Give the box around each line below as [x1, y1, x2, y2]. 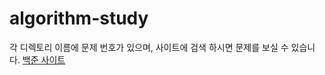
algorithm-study [9, 7, 149, 30]
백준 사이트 [22, 53, 66, 66]
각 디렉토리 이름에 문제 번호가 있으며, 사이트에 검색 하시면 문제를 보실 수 [9, 41, 289, 53]
